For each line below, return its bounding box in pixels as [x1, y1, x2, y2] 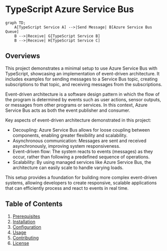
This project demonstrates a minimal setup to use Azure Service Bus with [5, 65, 158, 71]
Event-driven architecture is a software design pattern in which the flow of [5, 91, 160, 97]
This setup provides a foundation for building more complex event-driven [5, 174, 157, 180]
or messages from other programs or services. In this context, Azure [5, 102, 148, 108]
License [12, 240, 29, 246]
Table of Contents [5, 200, 63, 208]
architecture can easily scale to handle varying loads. [12, 164, 124, 171]
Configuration [12, 224, 41, 230]
